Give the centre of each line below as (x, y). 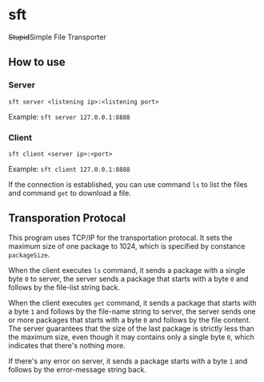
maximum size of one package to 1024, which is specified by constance (127, 246)
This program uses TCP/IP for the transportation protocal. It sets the (120, 238)
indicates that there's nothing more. (67, 345)
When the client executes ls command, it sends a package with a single (127, 270)
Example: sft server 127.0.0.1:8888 (69, 116)
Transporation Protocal (67, 218)
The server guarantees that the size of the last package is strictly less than (131, 328)
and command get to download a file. (70, 193)
